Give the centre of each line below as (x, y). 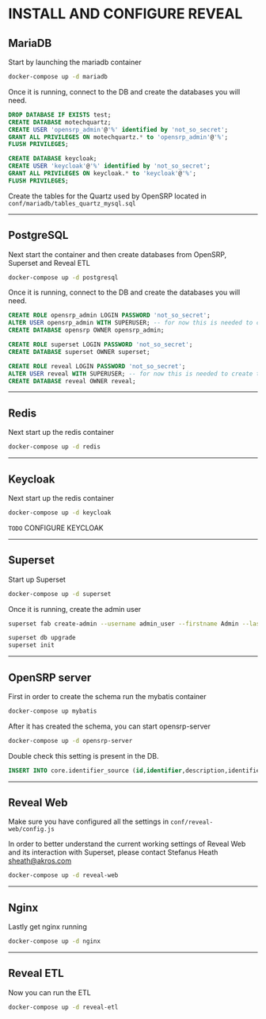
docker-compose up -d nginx (55, 941)
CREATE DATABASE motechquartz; (60, 122)
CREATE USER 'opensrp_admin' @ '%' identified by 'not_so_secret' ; (118, 129)
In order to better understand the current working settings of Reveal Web (127, 844)
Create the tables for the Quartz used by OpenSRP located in (108, 196)
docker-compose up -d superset (60, 594)
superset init (32, 645)
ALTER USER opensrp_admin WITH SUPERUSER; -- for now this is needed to (131, 323)
